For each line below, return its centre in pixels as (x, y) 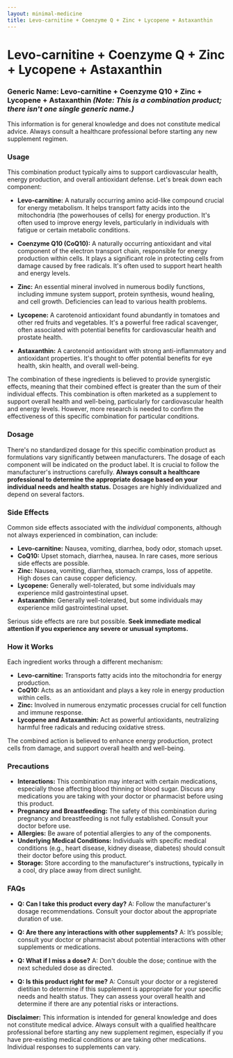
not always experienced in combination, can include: (83, 535)
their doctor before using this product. (72, 856)
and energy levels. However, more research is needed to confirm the (105, 409)
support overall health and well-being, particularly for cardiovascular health (115, 401)
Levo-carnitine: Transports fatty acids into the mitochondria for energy (120, 676)
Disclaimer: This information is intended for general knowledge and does (112, 1017)
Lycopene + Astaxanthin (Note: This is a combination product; (115, 100)
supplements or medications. (59, 947)
